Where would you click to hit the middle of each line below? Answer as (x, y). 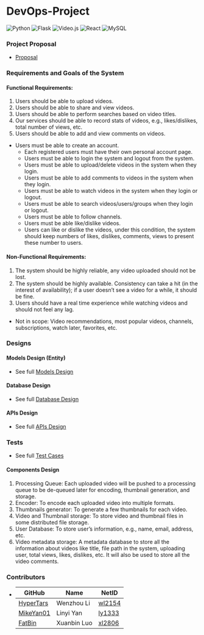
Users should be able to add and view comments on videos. (90, 134)
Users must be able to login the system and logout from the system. (109, 158)
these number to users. (54, 243)
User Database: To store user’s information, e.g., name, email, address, (104, 529)
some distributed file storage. (52, 522)
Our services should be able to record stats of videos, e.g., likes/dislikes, (106, 121)
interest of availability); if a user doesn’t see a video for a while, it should (106, 290)
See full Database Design (47, 399)
